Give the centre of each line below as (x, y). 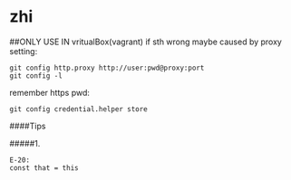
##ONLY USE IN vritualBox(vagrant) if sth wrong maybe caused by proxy (146, 42)
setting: (24, 51)
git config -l (36, 76)
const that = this (44, 168)
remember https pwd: (50, 92)
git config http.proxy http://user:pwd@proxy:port (107, 68)
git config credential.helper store (78, 109)
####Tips (28, 126)
